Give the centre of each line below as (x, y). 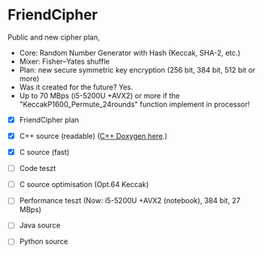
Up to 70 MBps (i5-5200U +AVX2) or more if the (99, 95)
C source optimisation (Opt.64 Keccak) (84, 185)
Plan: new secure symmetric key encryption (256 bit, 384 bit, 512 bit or (137, 69)
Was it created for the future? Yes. (76, 87)
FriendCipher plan (49, 119)
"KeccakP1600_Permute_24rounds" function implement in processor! (134, 104)
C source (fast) (44, 152)
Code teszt (38, 169)
